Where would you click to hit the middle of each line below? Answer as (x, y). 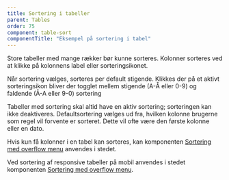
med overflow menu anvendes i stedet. (62, 149)
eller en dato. (26, 129)
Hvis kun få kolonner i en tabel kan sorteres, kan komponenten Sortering (109, 142)
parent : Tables (29, 20)
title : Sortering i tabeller (49, 13)
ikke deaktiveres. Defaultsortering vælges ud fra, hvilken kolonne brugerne (112, 114)
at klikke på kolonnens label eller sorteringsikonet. (78, 66)
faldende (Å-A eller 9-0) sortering (54, 94)
